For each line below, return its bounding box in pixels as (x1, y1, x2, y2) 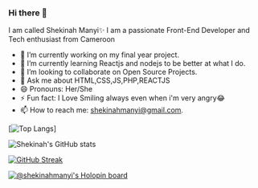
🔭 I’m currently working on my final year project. (19, 50, 179, 59)
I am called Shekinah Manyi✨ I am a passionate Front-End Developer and (8, 26, 251, 35)
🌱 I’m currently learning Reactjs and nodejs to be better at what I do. (19, 59, 246, 68)
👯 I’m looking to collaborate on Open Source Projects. (19, 67, 198, 77)
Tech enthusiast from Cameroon (8, 35, 115, 44)
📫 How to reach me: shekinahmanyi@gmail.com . (19, 105, 183, 115)
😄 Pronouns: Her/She (19, 84, 93, 94)
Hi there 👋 (8, 7, 48, 18)
